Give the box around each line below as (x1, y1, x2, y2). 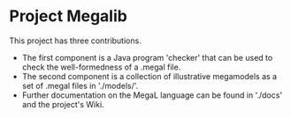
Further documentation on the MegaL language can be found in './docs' (21, 90, 283, 100)
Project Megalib (9, 6, 128, 26)
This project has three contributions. (9, 35, 142, 46)
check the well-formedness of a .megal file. (21, 62, 181, 72)
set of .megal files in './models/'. (21, 80, 139, 91)
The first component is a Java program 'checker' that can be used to (21, 52, 273, 63)
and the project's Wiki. (21, 99, 104, 109)
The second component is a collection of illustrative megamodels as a (21, 70, 277, 81)
